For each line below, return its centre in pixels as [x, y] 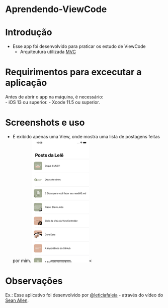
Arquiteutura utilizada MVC [48, 52]
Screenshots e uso [45, 123]
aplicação [26, 83]
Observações [34, 281]
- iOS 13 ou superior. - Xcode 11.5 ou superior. [53, 102]
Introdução [29, 33]
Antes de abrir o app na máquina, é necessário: [54, 97]
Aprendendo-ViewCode [56, 9]
